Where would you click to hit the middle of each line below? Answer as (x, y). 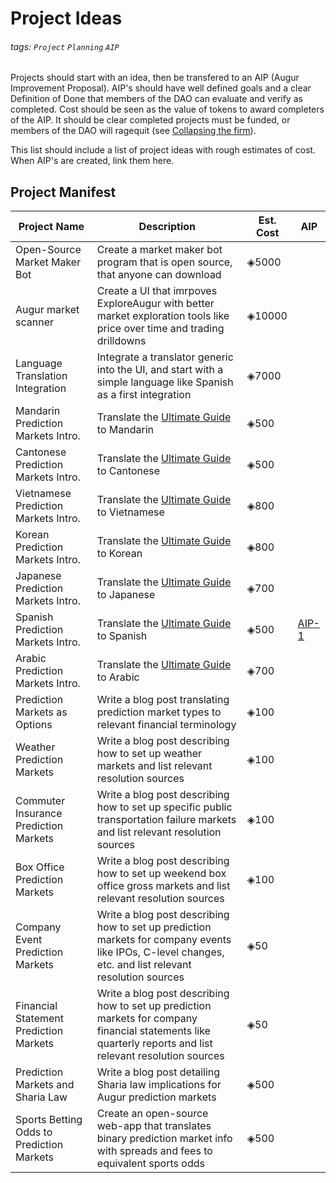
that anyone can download (159, 275)
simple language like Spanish (165, 382)
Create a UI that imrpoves (157, 291)
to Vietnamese (130, 512)
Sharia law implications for (159, 1085)
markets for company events (164, 940)
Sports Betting (49, 1120)
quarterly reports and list (154, 1044)
